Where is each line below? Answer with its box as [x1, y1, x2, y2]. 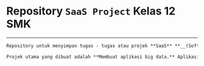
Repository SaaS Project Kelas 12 [6, 4, 176, 18]
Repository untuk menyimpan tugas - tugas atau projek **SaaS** [6, 42, 172, 49]
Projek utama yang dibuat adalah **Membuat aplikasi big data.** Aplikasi [6, 53, 200, 60]
